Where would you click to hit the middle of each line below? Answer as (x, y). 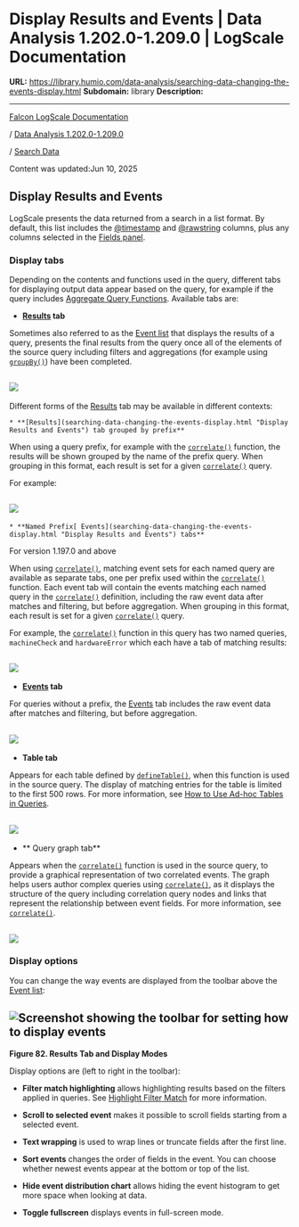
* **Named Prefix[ (43, 526)
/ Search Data (34, 151)
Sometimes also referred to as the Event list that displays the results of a (142, 334)
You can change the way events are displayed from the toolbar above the (143, 980)
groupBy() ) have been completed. (71, 362)
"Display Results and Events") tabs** (133, 534)
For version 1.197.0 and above (63, 551)
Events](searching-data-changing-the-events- (166, 526)
